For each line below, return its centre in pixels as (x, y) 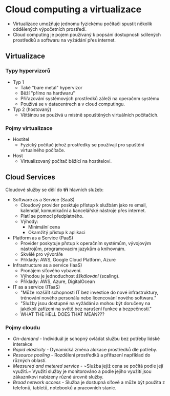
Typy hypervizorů (28, 71)
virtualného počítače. (43, 150)
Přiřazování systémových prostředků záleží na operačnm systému (90, 98)
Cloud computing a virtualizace (73, 10)
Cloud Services (30, 177)
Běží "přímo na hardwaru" (48, 93)
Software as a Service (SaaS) (44, 199)
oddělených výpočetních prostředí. (50, 29)
